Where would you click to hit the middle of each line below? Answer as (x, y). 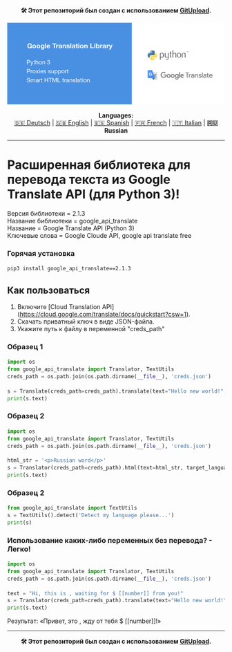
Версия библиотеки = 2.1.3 (46, 213)
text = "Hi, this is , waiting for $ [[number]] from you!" (96, 593)
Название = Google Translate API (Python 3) (71, 228)
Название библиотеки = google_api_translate (72, 221)
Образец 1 (25, 346)
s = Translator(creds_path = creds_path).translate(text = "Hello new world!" (117, 601)
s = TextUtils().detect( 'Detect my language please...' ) (91, 515)
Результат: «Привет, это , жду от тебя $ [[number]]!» (84, 621)
